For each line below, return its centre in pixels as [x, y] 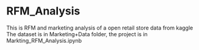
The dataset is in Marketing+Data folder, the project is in [77, 34]
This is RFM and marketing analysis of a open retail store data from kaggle [100, 28]
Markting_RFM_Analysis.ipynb [44, 40]
